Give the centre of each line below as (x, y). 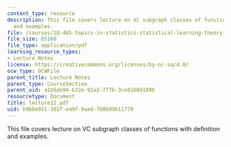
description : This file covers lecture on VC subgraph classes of (104, 20)
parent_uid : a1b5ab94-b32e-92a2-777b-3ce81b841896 (81, 90)
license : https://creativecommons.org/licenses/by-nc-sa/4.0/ (98, 65)
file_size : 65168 (32, 39)
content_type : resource (41, 13)
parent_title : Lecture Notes (49, 77)
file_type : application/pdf (47, 45)
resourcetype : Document (41, 97)
